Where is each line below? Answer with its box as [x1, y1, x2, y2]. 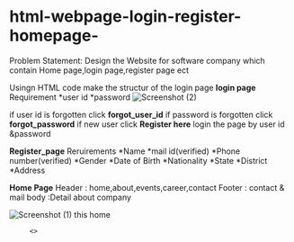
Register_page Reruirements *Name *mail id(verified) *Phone [9, 146, 241, 157]
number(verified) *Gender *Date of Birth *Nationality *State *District [9, 155, 268, 166]
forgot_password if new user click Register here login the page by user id [9, 119, 285, 130]
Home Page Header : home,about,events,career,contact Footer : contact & [9, 182, 285, 193]
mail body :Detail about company [9, 192, 132, 202]
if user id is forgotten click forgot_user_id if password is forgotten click [9, 109, 273, 120]
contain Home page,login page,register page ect [9, 65, 189, 76]
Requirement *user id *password [9, 92, 131, 103]
